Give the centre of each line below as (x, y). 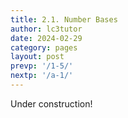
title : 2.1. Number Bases (64, 19)
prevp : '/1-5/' (42, 66)
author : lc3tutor (46, 29)
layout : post (37, 57)
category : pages (44, 47)
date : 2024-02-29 (46, 38)
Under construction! (51, 103)
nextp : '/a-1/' (42, 76)
